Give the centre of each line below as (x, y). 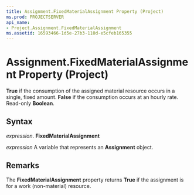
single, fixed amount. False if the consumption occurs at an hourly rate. (92, 97)
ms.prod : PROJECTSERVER (35, 17)
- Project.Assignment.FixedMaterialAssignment (64, 28)
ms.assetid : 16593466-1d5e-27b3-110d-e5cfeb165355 (69, 33)
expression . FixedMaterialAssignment (53, 136)
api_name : (18, 22)
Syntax (19, 122)
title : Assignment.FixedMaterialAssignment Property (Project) (85, 11)
